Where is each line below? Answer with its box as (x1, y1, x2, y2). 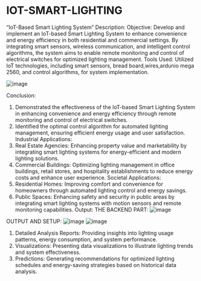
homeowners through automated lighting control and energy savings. (14, 186, 187, 194)
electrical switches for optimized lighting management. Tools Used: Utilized (6, 55, 194, 63)
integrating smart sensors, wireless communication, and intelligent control (6, 43, 190, 50)
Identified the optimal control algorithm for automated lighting (14, 122, 168, 130)
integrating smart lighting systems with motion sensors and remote (14, 200, 182, 207)
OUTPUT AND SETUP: (6, 218, 62, 225)
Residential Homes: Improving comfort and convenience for (14, 180, 164, 188)
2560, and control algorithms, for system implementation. (6, 68, 149, 75)
